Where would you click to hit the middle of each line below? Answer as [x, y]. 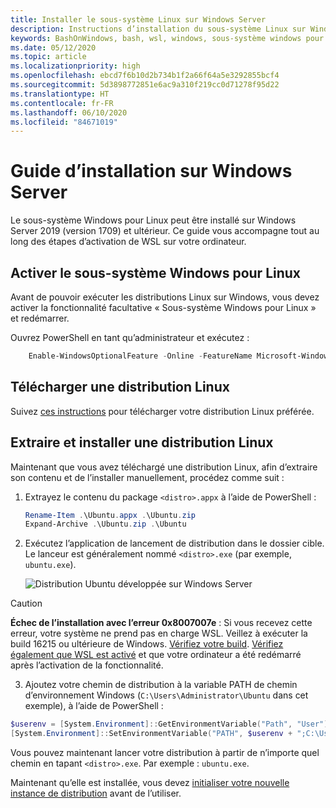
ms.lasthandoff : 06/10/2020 [69, 112]
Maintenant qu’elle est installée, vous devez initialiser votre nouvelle [150, 782]
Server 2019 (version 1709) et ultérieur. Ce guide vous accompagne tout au [165, 231]
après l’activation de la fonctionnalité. [87, 665]
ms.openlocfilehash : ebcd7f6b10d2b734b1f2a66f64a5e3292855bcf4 [145, 76]
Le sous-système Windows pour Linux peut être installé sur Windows [153, 220]
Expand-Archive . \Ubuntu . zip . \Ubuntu [105, 524]
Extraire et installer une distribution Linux [142, 442]
